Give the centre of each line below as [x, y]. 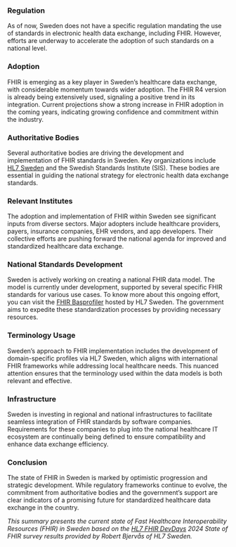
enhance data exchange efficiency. [58, 444]
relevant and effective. [40, 381]
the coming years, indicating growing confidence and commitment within [113, 112]
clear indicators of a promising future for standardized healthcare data [109, 500]
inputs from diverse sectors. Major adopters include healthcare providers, [114, 224]
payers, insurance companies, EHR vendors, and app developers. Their [110, 232]
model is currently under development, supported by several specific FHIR [115, 287]
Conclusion [27, 462]
